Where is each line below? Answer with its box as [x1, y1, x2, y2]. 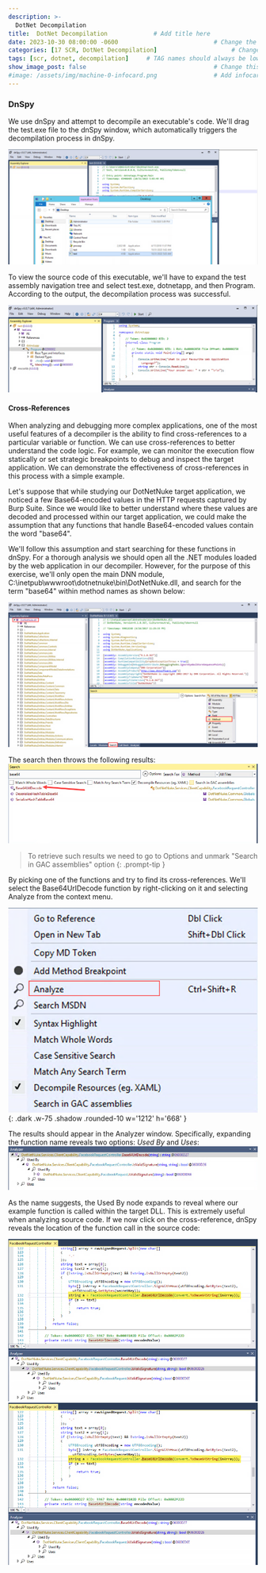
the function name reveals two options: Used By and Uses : [8, 1137, 199, 1147]
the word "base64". [8, 529, 72, 539]
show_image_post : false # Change [8, 63, 243, 71]
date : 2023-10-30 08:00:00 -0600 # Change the [8, 38, 257, 46]
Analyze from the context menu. [8, 892, 113, 902]
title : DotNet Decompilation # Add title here [8, 29, 211, 37]
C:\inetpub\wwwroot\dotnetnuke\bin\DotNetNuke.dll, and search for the [8, 578, 241, 587]
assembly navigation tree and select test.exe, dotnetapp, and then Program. [8, 281, 256, 290]
